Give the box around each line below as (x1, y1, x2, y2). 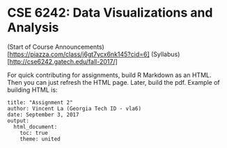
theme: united (19, 135, 61, 142)
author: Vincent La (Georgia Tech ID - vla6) (7, 105, 141, 112)
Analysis (7, 19, 59, 35)
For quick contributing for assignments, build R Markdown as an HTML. (7, 71, 212, 79)
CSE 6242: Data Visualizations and (7, 5, 213, 21)
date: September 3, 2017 (7, 111, 79, 118)
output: (7, 117, 30, 124)
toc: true (19, 129, 49, 136)
